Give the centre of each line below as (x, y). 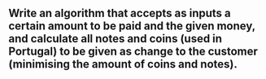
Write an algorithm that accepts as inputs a (120, 13)
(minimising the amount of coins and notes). (123, 64)
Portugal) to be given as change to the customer (133, 52)
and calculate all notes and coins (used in (115, 39)
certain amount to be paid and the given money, (132, 26)
